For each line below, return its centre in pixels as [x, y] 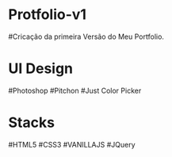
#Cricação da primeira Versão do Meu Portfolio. [86, 36]
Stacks [32, 123]
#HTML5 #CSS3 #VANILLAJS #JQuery [72, 144]
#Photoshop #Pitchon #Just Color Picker [75, 90]
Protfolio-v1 [48, 15]
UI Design [41, 69]
